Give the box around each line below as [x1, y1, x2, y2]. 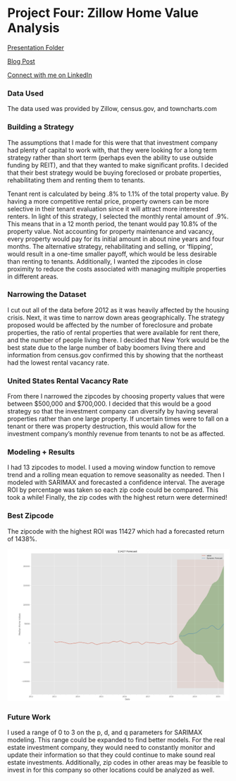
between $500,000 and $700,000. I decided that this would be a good [7, 399, 211, 408]
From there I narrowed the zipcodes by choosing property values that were [7, 392, 225, 401]
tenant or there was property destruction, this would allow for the [7, 422, 197, 430]
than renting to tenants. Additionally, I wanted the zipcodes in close [7, 257, 202, 266]
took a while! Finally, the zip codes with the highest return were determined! [7, 493, 228, 502]
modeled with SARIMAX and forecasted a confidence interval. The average [7, 478, 225, 487]
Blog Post [7, 57, 35, 65]
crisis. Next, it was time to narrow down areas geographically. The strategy [7, 313, 225, 322]
